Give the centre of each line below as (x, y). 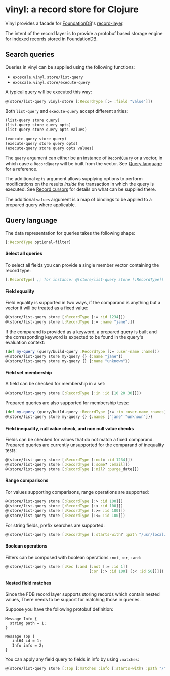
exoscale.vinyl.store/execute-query (51, 82)
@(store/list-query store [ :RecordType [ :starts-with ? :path (71, 534)
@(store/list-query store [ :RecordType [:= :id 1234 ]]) (65, 317)
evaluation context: (25, 342)
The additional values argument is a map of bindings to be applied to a (79, 199)
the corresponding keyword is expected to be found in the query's (74, 337)
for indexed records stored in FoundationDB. (51, 39)
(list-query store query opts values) (46, 130)
